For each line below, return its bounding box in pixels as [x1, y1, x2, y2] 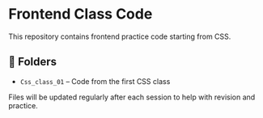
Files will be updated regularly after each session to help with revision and [8, 92, 256, 102]
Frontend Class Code [8, 5, 153, 23]
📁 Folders [8, 55, 57, 69]
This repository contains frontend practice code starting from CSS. [8, 32, 231, 41]
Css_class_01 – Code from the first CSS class [19, 76, 171, 86]
